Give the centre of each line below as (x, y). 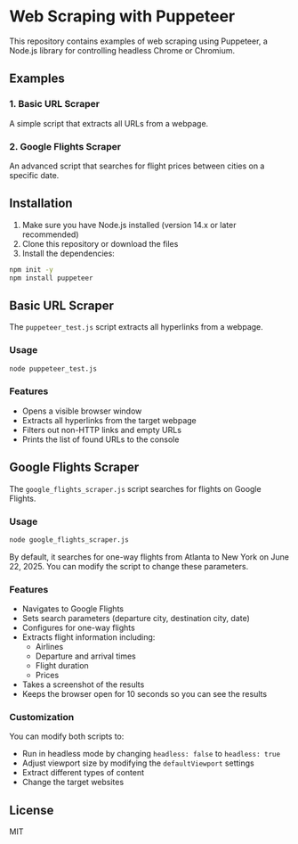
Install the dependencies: (68, 253)
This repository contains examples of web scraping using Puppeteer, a (139, 41)
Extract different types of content (83, 773)
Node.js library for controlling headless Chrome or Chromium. (122, 50)
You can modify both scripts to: (67, 736)
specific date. (34, 175)
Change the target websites (73, 783)
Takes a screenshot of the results (83, 684)
